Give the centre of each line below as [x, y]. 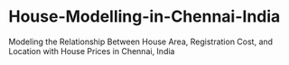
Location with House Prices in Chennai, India [92, 51]
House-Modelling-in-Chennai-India [144, 17]
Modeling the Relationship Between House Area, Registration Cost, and [140, 42]
